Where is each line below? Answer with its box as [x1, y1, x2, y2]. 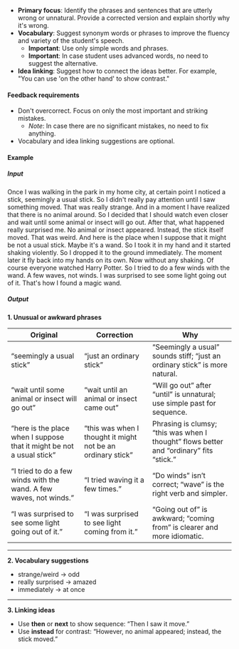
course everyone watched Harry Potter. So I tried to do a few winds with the [7, 263, 230, 272]
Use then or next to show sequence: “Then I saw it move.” [17, 619, 190, 628]
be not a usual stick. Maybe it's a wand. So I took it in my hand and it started [7, 241, 231, 249]
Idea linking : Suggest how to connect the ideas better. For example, [17, 67, 217, 75]
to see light [84, 518, 122, 528]
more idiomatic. [152, 531, 204, 541]
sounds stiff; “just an [152, 351, 221, 361]
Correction [95, 330, 134, 340]
